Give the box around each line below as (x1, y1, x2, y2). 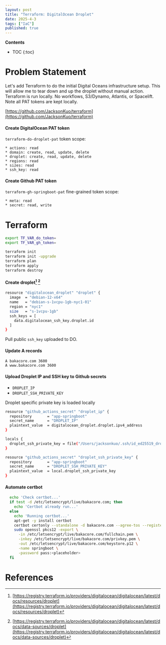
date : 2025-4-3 (5, 16, 37, 21)
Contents (5, 39, 25, 45)
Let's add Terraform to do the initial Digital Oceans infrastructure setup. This (5, 83, 161, 89)
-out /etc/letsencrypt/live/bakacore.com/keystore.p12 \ (18, 541, 138, 546)
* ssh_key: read (5, 167, 39, 172)
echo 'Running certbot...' (14, 513, 70, 518)
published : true (5, 26, 39, 31)
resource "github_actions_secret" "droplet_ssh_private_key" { (5, 455, 138, 460)
